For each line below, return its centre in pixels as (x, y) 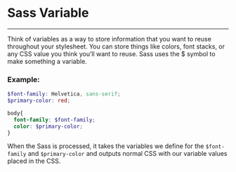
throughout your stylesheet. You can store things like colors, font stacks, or (116, 46)
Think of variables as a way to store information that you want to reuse (110, 39)
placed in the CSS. (34, 161)
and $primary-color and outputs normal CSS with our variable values (127, 154)
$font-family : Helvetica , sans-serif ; (64, 94)
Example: (24, 79)
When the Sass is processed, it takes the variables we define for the (106, 146)
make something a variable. (47, 61)
